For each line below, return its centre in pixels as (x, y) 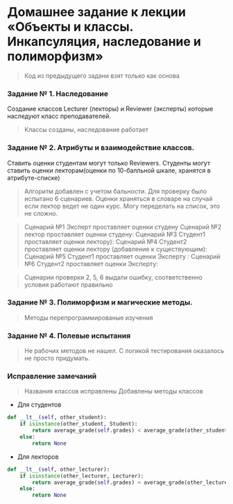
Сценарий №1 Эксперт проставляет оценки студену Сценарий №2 (123, 227)
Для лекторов (38, 457)
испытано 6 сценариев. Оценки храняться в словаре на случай (118, 198)
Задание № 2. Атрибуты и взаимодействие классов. (101, 148)
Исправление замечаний (52, 376)
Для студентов (39, 405)
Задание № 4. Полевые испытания (69, 336)
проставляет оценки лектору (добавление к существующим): (115, 249)
